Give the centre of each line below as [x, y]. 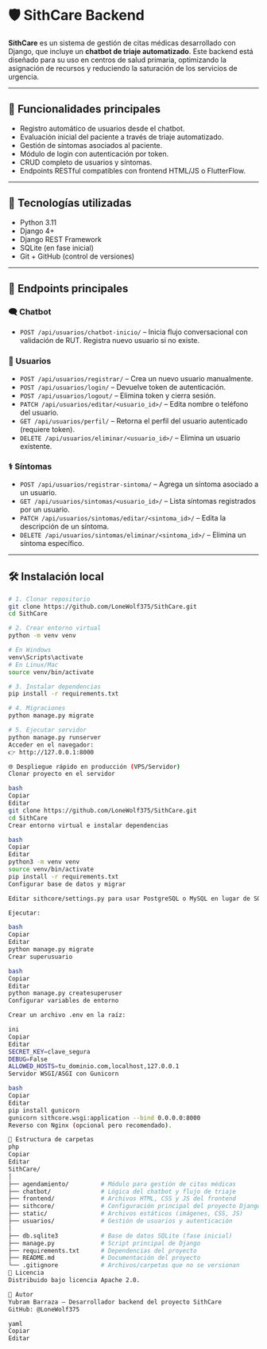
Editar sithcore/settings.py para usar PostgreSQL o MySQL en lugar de [129, 899]
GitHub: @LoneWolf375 [44, 1309]
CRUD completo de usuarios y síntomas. [86, 162]
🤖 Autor [21, 1294]
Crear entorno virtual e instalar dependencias [89, 825]
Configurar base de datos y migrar [67, 884]
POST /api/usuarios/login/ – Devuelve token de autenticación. [123, 387]
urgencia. [24, 76]
